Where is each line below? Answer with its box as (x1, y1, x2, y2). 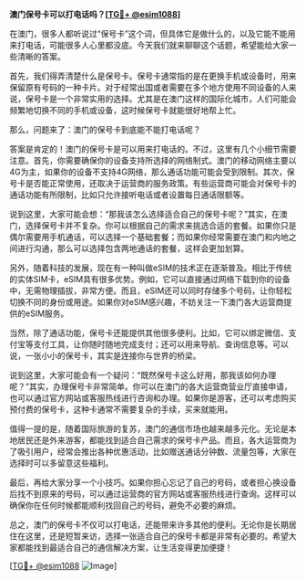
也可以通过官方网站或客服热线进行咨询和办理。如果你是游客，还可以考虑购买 (9, 393, 297, 403)
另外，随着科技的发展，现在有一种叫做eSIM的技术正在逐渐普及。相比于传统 (9, 262, 292, 273)
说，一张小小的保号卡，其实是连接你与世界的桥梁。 (9, 351, 201, 361)
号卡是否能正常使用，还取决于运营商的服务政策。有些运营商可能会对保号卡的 (9, 178, 297, 188)
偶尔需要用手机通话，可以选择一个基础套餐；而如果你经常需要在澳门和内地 (9, 232, 289, 242)
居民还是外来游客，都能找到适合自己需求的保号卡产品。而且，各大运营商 (16, 435, 289, 446)
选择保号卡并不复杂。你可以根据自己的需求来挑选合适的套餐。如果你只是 (25, 220, 297, 231)
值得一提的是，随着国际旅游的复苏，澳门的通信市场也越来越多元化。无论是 (9, 424, 289, 434)
